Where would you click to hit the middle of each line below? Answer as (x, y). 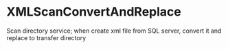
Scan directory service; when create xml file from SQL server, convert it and (114, 31)
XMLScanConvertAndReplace (94, 12)
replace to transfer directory (46, 37)
